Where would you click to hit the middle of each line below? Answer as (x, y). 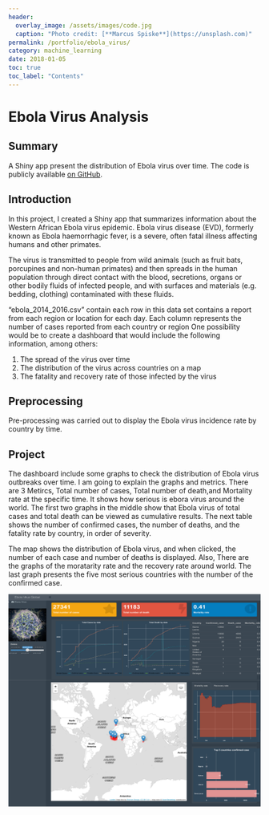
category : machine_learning (55, 51)
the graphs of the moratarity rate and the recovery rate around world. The (130, 566)
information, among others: (53, 343)
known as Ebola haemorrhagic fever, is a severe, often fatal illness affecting (133, 236)
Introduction (40, 199)
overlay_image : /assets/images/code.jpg (84, 25)
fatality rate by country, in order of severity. (80, 533)
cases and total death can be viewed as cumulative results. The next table (130, 517)
